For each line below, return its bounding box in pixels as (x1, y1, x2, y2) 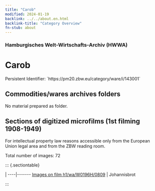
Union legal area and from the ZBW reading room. (5, 143, 106, 149)
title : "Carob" (5, 7, 36, 12)
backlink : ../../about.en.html (5, 16, 69, 21)
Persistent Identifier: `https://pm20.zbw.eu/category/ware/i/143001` (5, 75, 141, 81)
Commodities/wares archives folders (5, 90, 121, 98)
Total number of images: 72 (5, 152, 61, 158)
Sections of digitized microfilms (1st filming (5, 117, 140, 125)
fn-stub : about (5, 25, 36, 30)
